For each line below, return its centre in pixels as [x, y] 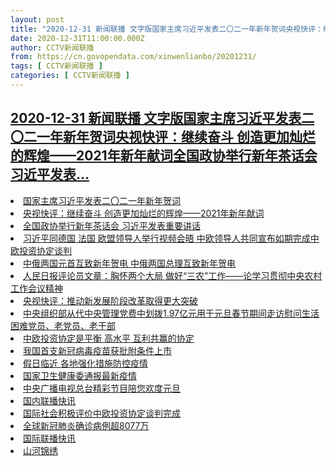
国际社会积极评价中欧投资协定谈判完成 [102, 413]
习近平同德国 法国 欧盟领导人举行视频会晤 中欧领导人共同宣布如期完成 [167, 238]
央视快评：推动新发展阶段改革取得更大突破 [110, 300]
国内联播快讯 [49, 400]
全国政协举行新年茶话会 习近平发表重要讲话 [112, 225]
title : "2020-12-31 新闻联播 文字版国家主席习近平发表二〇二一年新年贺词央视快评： [166, 29]
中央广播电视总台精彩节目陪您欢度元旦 [102, 388]
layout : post [37, 19]
